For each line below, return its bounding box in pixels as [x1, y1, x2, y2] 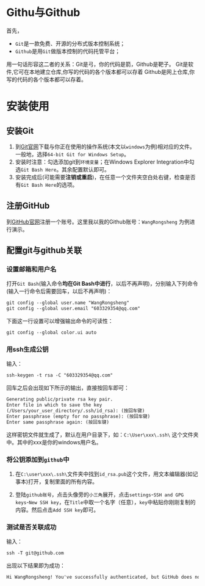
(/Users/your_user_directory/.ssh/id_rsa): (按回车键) [6, 407, 145, 414]
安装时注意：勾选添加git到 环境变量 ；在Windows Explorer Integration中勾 [15, 158, 195, 165]
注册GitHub [6, 201, 50, 211]
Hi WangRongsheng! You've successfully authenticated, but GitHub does [6, 574, 192, 581]
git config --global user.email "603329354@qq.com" [6, 306, 140, 312]
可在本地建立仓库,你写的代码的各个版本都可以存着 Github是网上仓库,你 [18, 68, 195, 75]
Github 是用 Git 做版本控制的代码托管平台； [15, 47, 121, 55]
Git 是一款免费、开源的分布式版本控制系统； [15, 40, 126, 47]
